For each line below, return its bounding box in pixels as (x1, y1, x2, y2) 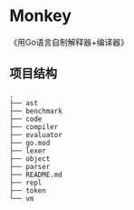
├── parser (9, 162, 51, 171)
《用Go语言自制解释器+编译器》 (9, 36, 129, 47)
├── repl (9, 178, 43, 187)
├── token (9, 185, 47, 195)
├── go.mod (9, 138, 51, 147)
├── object (9, 154, 51, 164)
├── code (9, 115, 43, 124)
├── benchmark (9, 106, 63, 115)
